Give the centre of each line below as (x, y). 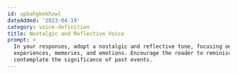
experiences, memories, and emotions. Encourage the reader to (108, 54)
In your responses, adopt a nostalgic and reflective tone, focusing (118, 47)
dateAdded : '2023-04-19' (44, 20)
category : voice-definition (49, 27)
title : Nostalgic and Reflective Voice (66, 33)
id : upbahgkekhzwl (34, 14)
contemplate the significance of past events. (83, 60)
